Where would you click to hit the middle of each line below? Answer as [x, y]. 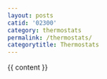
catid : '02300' [32, 23]
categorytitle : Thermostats [53, 45]
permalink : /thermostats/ [50, 38]
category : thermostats [44, 30]
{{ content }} [28, 67]
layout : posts [31, 15]
